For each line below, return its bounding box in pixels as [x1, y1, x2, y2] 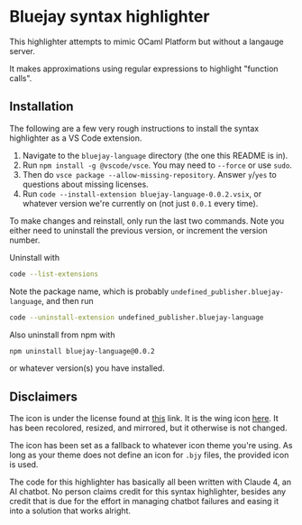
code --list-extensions [9, 269, 99, 279]
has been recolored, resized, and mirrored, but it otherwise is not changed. [9, 422, 288, 434]
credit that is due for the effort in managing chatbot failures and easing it [9, 496, 279, 507]
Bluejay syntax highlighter [9, 6, 210, 27]
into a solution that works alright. [9, 505, 132, 516]
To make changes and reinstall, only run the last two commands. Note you [9, 215, 285, 226]
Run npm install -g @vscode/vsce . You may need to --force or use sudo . [22, 160, 293, 170]
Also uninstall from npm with [9, 329, 115, 340]
